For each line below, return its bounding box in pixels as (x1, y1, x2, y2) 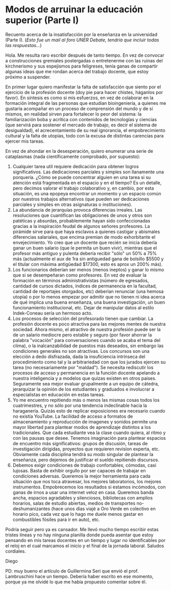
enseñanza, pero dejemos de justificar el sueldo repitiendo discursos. (12, 457, 159, 463)
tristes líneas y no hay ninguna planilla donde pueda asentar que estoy (5, 532, 154, 538)
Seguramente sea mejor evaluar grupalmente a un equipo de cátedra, (12, 380, 159, 387)
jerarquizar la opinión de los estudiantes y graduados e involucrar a (12, 386, 155, 392)
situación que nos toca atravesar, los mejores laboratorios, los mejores (12, 478, 162, 484)
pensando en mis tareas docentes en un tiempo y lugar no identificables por (5, 537, 166, 543)
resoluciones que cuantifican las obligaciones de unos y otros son (12, 212, 152, 218)
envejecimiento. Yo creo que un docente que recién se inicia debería (12, 239, 157, 245)
